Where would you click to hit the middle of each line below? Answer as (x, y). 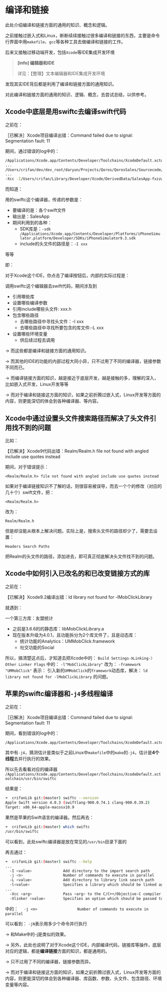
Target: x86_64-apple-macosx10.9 (40, 808)
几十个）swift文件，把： (30, 492)
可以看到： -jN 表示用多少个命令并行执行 (46, 923)
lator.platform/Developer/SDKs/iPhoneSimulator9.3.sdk (78, 238)
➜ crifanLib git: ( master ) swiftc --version (52, 798)
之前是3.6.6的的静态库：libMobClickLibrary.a (58, 629)
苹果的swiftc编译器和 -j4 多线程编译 (59, 694)
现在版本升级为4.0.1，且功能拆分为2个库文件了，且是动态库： (75, 635)
